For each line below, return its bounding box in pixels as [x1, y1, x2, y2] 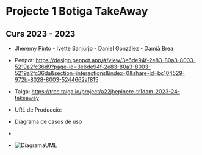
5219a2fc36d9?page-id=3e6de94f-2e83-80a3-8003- [14, 63, 151, 70]
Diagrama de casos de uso [14, 118, 82, 125]
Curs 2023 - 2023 [5, 29, 76, 39]
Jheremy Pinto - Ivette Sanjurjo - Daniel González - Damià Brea [14, 45, 174, 52]
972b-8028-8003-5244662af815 [14, 76, 99, 83]
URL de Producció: [14, 106, 62, 114]
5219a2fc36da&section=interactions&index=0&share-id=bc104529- [14, 70, 186, 77]
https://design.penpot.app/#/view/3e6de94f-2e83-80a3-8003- [35, 57, 196, 63]
